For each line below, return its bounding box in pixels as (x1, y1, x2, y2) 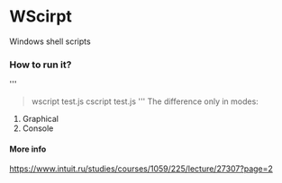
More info (9, 144, 47, 154)
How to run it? (9, 58, 72, 71)
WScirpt (9, 6, 72, 27)
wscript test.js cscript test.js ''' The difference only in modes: (31, 96, 259, 107)
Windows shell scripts (9, 36, 92, 47)
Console (22, 123, 54, 134)
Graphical (22, 114, 59, 125)
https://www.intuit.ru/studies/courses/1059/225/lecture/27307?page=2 (9, 163, 273, 174)
